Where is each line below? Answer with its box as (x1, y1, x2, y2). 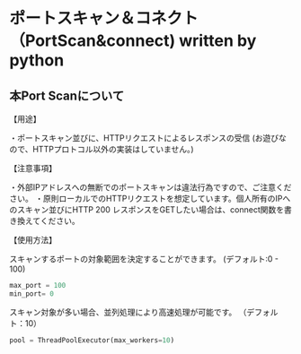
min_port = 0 (9, 289, 54, 298)
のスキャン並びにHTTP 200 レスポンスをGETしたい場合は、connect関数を (9, 204, 285, 215)
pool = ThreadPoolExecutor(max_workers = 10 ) (9, 335, 175, 345)
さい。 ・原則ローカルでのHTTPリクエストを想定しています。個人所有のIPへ (9, 194, 291, 203)
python (9, 50, 65, 71)
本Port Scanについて (9, 88, 124, 103)
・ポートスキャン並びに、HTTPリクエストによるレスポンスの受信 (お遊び (9, 133, 279, 143)
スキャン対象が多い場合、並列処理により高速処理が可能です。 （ (9, 307, 247, 317)
